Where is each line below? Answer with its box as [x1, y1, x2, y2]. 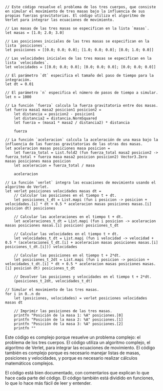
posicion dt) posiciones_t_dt [14, 266, 76, 271]
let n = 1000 [5, 94, 32, 99]
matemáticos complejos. [5, 360, 55, 366]
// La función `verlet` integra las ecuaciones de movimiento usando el [5, 180, 156, 185]
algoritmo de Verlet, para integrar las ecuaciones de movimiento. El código [5, 345, 155, 350]
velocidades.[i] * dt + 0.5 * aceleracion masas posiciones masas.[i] [5, 202, 152, 207]
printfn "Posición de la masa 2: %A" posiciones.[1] [14, 317, 123, 322]
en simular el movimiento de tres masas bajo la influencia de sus [5, 9, 145, 14]
